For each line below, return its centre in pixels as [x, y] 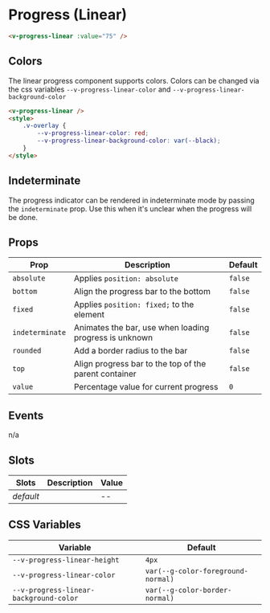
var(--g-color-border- [188, 590]
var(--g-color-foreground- [197, 571]
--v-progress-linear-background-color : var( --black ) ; [129, 141]
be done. [23, 217]
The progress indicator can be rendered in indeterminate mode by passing [131, 200]
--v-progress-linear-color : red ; [93, 133]
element [89, 315]
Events [26, 415]
